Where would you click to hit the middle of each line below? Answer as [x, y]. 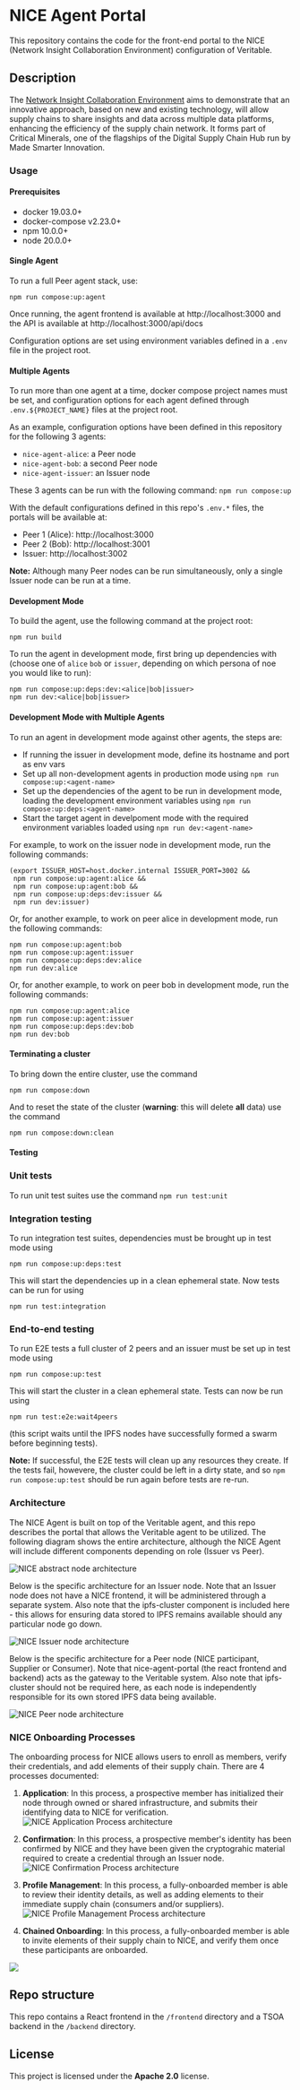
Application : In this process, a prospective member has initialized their [153, 1792]
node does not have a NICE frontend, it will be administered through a [138, 1595]
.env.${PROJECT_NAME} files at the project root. [94, 410]
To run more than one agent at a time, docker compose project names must [149, 391]
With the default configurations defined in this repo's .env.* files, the [137, 508]
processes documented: [54, 1775]
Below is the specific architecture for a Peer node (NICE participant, [134, 1658]
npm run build [36, 637]
